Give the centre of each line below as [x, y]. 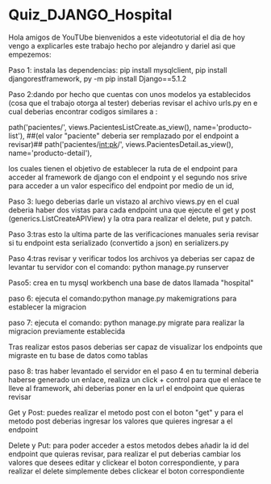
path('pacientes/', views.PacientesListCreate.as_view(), [100, 127]
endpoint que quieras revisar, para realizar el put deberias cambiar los [125, 453]
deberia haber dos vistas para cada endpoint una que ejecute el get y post [132, 210]
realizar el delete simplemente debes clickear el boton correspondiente [127, 471]
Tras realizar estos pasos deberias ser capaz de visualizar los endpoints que [135, 347]
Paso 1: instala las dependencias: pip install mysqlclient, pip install [118, 69]
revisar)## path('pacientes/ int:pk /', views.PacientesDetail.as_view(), [121, 144]
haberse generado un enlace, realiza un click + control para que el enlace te [135, 379]
